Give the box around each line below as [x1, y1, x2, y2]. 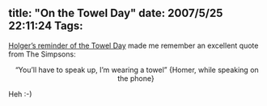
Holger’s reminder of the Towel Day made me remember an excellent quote [8, 40, 259, 50]
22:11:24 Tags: [8, 19, 83, 33]
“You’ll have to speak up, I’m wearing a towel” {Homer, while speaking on [15, 65, 259, 74]
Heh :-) [8, 89, 32, 99]
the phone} [117, 73, 155, 83]
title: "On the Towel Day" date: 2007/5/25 [8, 6, 223, 20]
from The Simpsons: [8, 49, 76, 59]
